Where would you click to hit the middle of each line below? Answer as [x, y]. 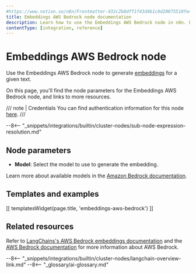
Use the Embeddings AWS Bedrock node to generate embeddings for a [92, 73]
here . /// [16, 114]
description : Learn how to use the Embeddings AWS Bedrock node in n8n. [96, 22]
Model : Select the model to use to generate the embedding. [86, 164]
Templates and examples [52, 194]
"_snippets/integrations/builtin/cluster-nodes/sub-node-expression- [104, 126]
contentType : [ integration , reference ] [55, 28]
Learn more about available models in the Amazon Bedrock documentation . [97, 176]
